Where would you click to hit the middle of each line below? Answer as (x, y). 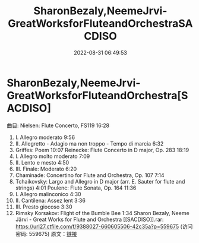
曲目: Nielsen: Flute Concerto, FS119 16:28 (58, 125)
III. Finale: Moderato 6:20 (46, 169)
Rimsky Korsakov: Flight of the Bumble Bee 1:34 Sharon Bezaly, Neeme (102, 213)
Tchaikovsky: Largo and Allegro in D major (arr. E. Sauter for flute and (100, 181)
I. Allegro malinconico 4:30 (48, 194)
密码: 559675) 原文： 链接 (46, 233)
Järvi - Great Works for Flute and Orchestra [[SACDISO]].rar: (89, 219)
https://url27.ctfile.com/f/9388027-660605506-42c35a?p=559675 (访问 (104, 226)
